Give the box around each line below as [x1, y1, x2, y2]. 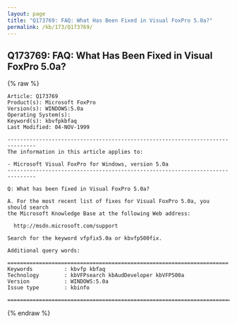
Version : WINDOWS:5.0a [7, 278, 109, 286]
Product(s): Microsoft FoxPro [7, 99, 97, 106]
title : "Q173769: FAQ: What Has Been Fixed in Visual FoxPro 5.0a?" [7, 17, 213, 24]
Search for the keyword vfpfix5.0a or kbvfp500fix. [7, 235, 162, 242]
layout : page [7, 10, 46, 18]
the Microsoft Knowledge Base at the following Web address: [7, 210, 191, 217]
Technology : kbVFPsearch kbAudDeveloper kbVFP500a [7, 272, 185, 279]
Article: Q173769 [7, 93, 59, 100]
